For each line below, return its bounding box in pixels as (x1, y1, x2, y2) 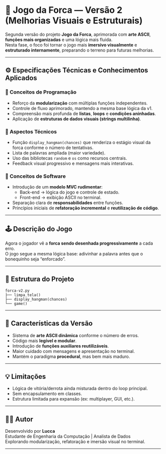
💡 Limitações (5, 372, 46, 381)
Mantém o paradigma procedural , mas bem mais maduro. (12, 353, 130, 359)
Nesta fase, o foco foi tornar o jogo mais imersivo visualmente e (5, 42, 137, 48)
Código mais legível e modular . (12, 338, 77, 344)
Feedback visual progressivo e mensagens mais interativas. (12, 160, 134, 166)
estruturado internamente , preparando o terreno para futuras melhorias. (5, 47, 154, 53)
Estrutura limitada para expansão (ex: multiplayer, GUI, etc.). (12, 396, 135, 402)
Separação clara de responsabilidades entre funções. (12, 200, 124, 206)
